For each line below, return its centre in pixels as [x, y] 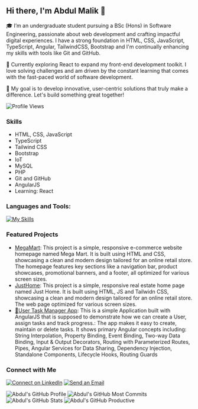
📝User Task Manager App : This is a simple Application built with [92, 310]
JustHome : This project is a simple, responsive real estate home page [100, 285]
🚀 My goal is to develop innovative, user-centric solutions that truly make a [97, 88]
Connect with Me [31, 369]
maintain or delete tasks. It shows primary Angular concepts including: [100, 329]
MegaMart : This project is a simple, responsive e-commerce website [98, 247]
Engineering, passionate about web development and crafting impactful [93, 34]
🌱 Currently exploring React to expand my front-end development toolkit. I [96, 64]
